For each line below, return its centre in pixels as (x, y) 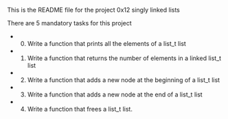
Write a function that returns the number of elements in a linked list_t (124, 58)
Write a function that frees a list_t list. (80, 109)
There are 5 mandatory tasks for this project (69, 23)
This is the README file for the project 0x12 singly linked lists (94, 10)
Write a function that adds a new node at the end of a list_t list (115, 94)
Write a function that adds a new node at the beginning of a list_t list (124, 80)
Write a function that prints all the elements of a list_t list (107, 43)
